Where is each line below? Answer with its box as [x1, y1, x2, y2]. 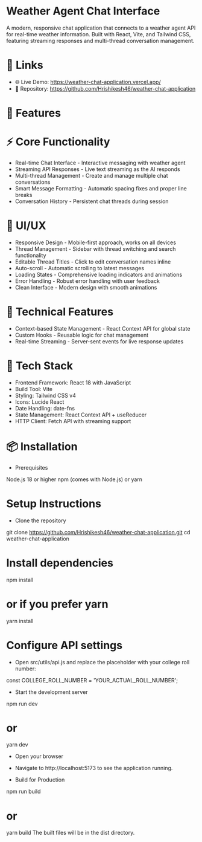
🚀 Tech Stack [6, 359, 74, 373]
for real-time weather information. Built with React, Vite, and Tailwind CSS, [6, 30, 191, 37]
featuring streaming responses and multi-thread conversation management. [6, 37, 195, 44]
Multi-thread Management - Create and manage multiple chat [14, 172, 168, 179]
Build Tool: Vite [14, 385, 53, 392]
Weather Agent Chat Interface [6, 4, 160, 18]
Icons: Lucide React [14, 398, 65, 406]
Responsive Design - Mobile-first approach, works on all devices [14, 239, 177, 246]
